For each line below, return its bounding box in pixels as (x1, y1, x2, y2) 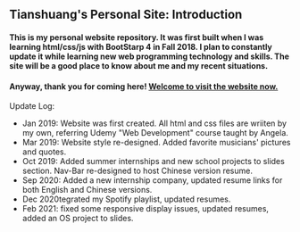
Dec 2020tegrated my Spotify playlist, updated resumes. (21, 194, 231, 204)
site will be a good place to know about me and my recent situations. (9, 60, 269, 70)
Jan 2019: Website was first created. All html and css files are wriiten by (21, 118, 287, 128)
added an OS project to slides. (21, 213, 134, 224)
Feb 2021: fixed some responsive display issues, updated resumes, (21, 203, 270, 214)
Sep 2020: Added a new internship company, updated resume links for (21, 175, 283, 186)
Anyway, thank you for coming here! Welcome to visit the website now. (9, 80, 279, 92)
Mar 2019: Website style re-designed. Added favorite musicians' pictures (21, 137, 291, 148)
